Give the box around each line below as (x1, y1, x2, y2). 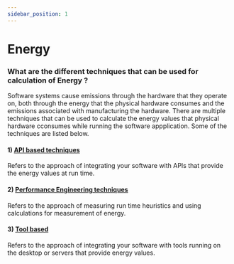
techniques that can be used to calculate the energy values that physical (7, 115, 220, 123)
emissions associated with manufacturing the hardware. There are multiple (7, 107, 226, 115)
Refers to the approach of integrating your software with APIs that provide (7, 162, 223, 170)
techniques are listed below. (7, 130, 89, 138)
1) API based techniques (7, 145, 80, 154)
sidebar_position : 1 (7, 10, 69, 18)
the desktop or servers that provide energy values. (7, 248, 155, 257)
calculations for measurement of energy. (7, 208, 126, 217)
